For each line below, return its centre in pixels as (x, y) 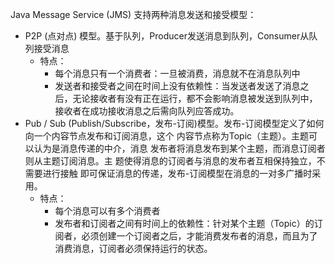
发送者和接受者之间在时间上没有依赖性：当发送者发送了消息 (177, 86)
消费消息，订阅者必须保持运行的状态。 (133, 248)
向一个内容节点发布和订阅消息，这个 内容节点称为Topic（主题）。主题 (167, 136)
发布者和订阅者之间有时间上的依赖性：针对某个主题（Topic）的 (184, 223)
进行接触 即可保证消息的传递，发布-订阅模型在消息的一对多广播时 (177, 173)
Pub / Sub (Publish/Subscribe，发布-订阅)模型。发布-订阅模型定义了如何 (174, 123)
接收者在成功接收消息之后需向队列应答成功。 (147, 111)
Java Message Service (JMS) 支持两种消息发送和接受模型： (133, 14)
